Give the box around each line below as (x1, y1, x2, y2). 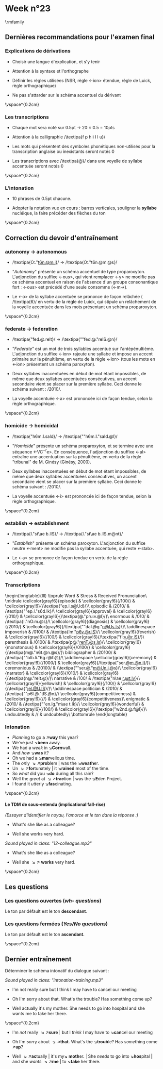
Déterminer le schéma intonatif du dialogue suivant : (5, 968, 110, 974)
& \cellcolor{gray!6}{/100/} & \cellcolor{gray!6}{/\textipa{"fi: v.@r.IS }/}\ (5, 634, 145, 640)
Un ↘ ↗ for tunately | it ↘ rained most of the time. (12, 766, 110, 771)
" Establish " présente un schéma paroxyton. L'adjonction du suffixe (12, 540, 146, 546)
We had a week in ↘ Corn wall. (12, 745, 72, 751)
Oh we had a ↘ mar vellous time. (12, 755, 75, 761)
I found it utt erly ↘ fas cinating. (12, 781, 72, 787)
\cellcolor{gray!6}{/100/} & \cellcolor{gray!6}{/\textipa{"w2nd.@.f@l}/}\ (5, 706, 147, 712)
